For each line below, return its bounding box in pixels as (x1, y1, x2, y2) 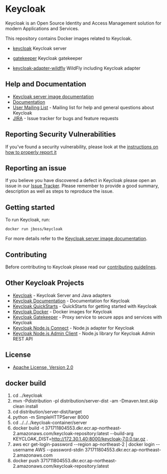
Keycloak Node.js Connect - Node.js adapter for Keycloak (12, 325, 134, 331)
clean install (12, 403, 38, 410)
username (12, 447, 34, 453)
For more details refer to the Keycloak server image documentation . (5, 236, 148, 242)
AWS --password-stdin (35, 447, 84, 453)
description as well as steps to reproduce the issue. (5, 188, 114, 194)
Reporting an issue (5, 164, 66, 172)
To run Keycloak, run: (5, 217, 50, 223)
